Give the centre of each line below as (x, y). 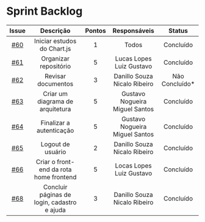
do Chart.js (55, 48)
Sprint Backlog (45, 11)
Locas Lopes (133, 165)
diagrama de (56, 101)
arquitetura (55, 109)
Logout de (55, 144)
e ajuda (55, 210)
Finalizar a (55, 122)
